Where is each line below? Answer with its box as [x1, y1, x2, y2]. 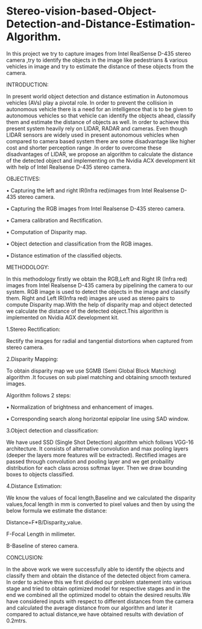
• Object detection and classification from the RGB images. [6, 240, 153, 247]
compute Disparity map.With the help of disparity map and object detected [6, 301, 192, 308]
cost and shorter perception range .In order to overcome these [6, 144, 162, 151]
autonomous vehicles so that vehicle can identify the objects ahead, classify [6, 112, 196, 119]
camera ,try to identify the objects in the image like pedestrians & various [6, 56, 188, 64]
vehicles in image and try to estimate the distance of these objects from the [6, 62, 194, 70]
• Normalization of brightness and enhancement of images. [6, 403, 154, 411]
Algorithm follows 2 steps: [6, 391, 71, 399]
